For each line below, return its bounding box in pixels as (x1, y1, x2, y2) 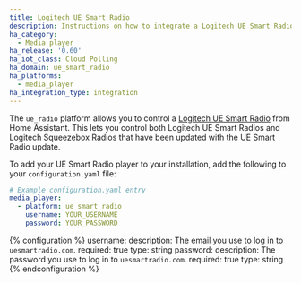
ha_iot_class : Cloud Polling (9, 55, 118, 64)
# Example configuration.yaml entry (9, 185, 146, 194)
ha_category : (9, 30, 58, 39)
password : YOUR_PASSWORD (25, 219, 118, 227)
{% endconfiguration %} (9, 263, 100, 274)
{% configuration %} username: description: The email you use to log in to (9, 235, 284, 245)
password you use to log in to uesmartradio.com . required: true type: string (9, 253, 284, 264)
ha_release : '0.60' (9, 47, 82, 56)
